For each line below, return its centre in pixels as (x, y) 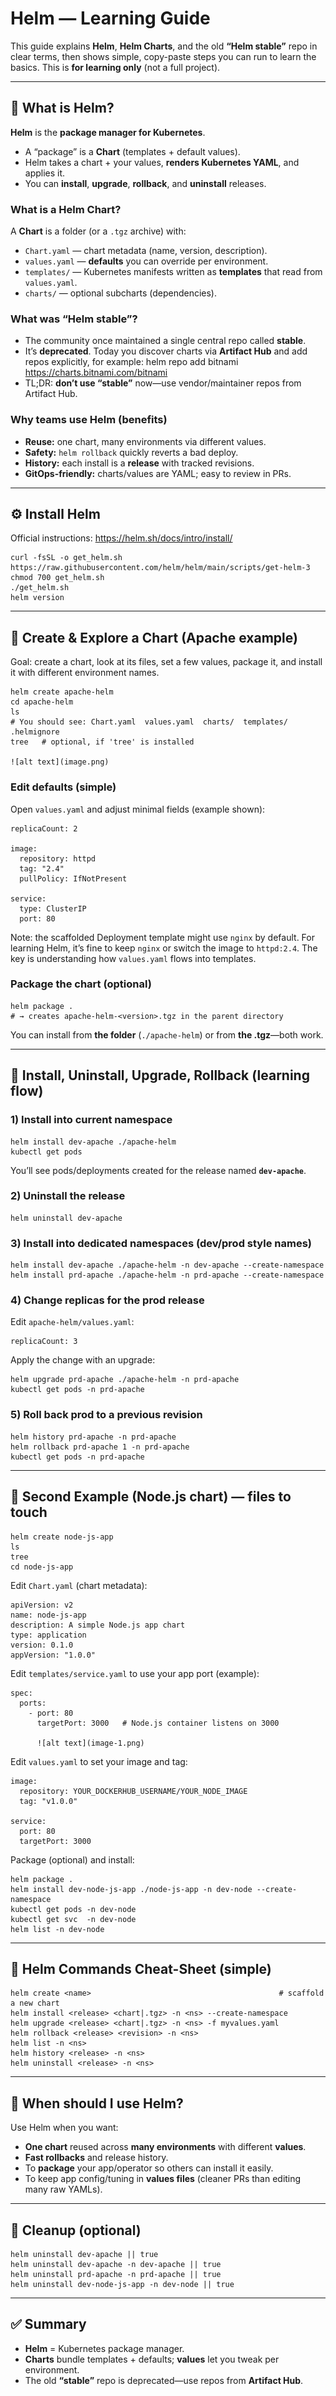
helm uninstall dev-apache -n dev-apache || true (116, 2264)
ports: (33, 1703)
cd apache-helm (42, 702)
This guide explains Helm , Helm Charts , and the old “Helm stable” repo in (164, 46)
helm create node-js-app (62, 1537)
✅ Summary (48, 2324)
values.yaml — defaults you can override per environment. (146, 261)
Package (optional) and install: (72, 1859)
